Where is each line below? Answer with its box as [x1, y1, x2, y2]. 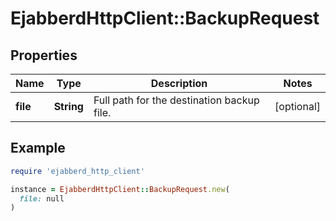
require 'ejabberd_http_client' [10, 166, 145, 176]
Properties [10, 47, 78, 64]
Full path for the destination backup [93, 93, 260, 107]
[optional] [274, 100, 321, 113]
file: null [19, 193, 65, 204]
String [53, 100, 84, 113]
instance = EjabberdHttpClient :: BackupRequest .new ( [10, 184, 230, 194]
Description [150, 77, 208, 90]
